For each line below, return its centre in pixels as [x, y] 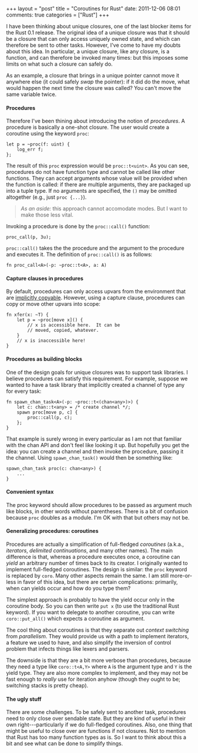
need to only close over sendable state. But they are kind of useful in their [96, 719]
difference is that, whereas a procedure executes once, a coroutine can [93, 557]
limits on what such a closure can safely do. [59, 64]
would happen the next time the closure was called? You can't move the [94, 88]
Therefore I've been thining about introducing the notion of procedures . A [95, 121]
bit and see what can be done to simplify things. [64, 744]
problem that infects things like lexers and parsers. [68, 649]
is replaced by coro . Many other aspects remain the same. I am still [87, 576]
